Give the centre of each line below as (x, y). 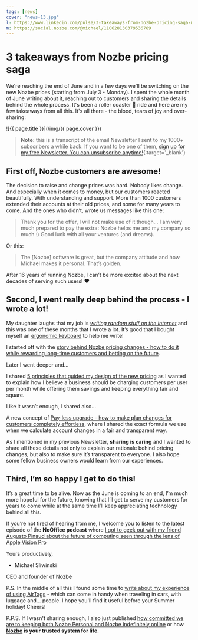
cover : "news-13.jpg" (33, 17)
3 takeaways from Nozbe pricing (88, 57)
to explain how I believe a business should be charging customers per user (97, 382)
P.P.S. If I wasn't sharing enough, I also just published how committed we (95, 618)
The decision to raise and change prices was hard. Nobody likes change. (95, 185)
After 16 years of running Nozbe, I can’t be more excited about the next (92, 275)
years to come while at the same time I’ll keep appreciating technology (92, 506)
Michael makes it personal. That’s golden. (71, 263)
